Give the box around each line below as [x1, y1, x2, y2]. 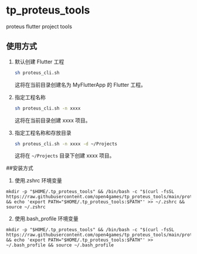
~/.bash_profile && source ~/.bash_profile [6, 242, 114, 248]
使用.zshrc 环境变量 [14, 177, 63, 184]
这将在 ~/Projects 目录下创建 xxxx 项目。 [14, 152, 115, 159]
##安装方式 [6, 165, 33, 172]
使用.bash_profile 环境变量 [14, 215, 79, 222]
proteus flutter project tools [6, 23, 72, 30]
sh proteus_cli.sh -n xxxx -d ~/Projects [14, 141, 118, 147]
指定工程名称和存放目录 [14, 129, 72, 136]
